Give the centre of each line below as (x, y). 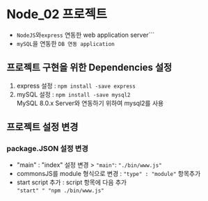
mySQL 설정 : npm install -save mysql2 (73, 94)
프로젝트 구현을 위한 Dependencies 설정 (89, 68)
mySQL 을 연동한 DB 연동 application (66, 43)
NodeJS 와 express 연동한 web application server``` (86, 35)
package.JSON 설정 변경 (47, 149)
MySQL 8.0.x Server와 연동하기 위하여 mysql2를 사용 (90, 103)
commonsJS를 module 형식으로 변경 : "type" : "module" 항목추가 (109, 174)
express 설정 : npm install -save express (76, 86)
